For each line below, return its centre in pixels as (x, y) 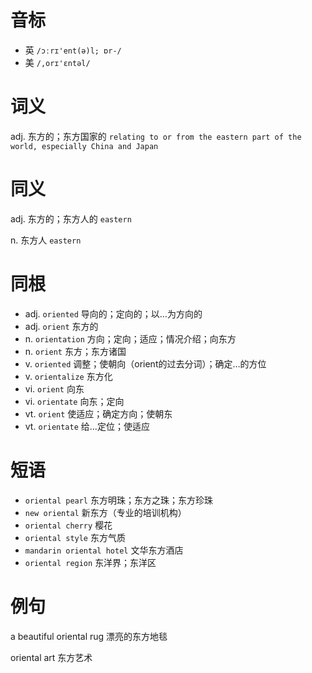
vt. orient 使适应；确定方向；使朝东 (98, 413)
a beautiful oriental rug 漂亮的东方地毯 (89, 636)
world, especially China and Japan (84, 146)
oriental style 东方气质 (75, 537)
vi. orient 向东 (54, 388)
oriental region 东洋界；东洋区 (90, 562)
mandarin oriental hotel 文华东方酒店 (104, 550)
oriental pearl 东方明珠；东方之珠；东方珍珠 (118, 500)
